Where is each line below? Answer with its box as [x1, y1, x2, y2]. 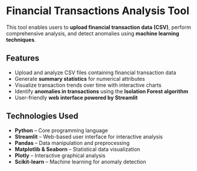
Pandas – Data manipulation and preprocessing [14, 139, 130, 146]
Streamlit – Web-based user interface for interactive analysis [14, 133, 163, 140]
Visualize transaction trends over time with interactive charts [14, 81, 162, 88]
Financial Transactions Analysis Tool [6, 4, 189, 18]
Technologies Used [6, 111, 78, 121]
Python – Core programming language [14, 127, 108, 134]
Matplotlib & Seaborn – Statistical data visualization [14, 146, 141, 153]
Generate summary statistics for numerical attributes [14, 75, 145, 82]
